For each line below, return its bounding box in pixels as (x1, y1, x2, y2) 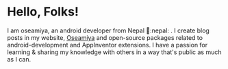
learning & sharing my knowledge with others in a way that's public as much (7, 48, 222, 56)
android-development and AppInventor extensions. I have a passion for (7, 41, 208, 49)
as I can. (7, 55, 31, 63)
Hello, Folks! (7, 4, 79, 20)
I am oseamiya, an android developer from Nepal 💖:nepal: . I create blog (7, 26, 210, 34)
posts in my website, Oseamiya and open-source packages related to (7, 33, 203, 41)
